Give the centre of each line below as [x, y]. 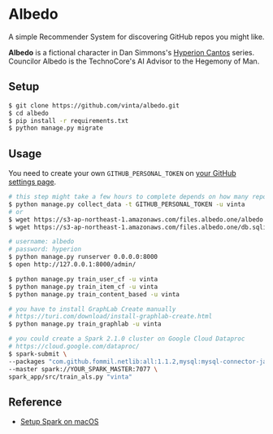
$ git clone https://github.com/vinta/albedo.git [94, 105]
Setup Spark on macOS [59, 422]
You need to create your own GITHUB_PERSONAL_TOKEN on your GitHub [122, 173]
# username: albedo [41, 242]
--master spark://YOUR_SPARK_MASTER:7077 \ [83, 369]
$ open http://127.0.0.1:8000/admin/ [72, 265]
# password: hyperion [45, 249]
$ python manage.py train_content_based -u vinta [94, 294]
